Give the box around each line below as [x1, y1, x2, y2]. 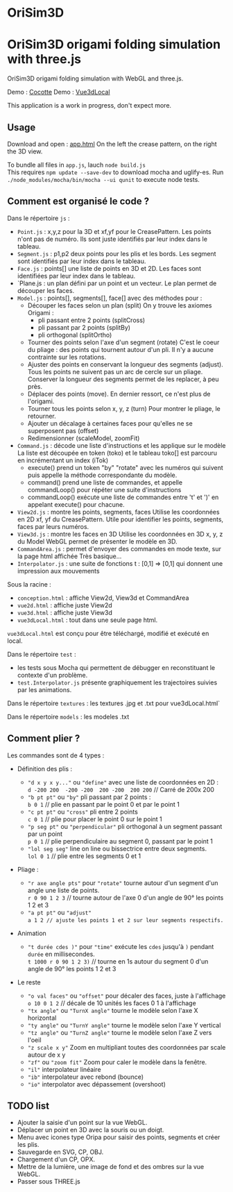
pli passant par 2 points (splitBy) [37, 323, 130, 331]
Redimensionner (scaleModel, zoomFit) [27, 434, 140, 442]
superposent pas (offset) [27, 426, 99, 435]
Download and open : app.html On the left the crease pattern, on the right [7, 140, 217, 148]
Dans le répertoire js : [7, 214, 71, 222]
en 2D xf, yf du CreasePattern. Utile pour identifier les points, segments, [17, 515, 224, 523]
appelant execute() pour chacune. [27, 500, 125, 508]
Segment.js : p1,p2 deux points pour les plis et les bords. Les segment [17, 249, 216, 258]
